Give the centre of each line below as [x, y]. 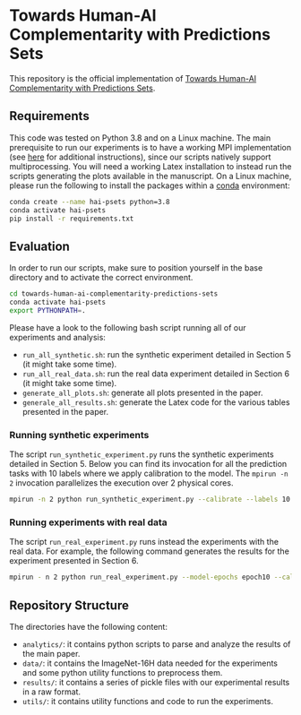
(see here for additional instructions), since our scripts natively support [140, 157]
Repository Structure [69, 605]
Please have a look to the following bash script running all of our [128, 327]
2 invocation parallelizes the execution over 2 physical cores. [121, 483]
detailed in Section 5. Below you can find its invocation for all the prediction [148, 464]
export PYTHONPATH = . [48, 310]
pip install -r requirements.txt [72, 219]
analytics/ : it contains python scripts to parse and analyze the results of [156, 644]
